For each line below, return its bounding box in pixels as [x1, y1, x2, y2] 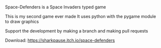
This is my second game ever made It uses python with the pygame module [5, 14, 156, 19]
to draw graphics [5, 19, 39, 24]
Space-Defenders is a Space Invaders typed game [5, 4, 106, 10]
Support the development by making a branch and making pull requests [5, 28, 148, 33]
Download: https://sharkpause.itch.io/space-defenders [5, 37, 115, 43]
